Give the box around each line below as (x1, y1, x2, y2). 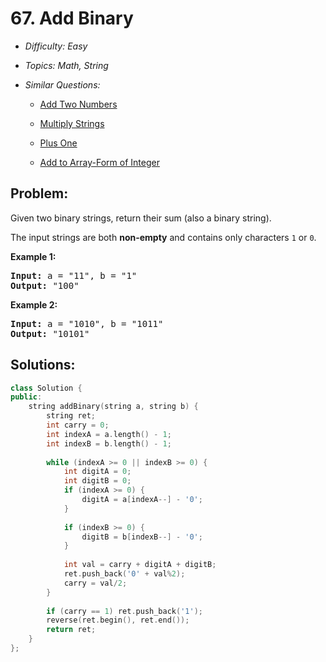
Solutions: (10, 357, 76, 374)
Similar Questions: (24, 78, 101, 91)
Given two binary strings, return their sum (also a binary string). (10, 212, 272, 224)
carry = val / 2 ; (63, 578, 128, 588)
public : (10, 392, 43, 402)
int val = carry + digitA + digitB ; (63, 560, 217, 570)
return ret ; (46, 625, 97, 635)
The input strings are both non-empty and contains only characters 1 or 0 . (10, 231, 317, 243)
